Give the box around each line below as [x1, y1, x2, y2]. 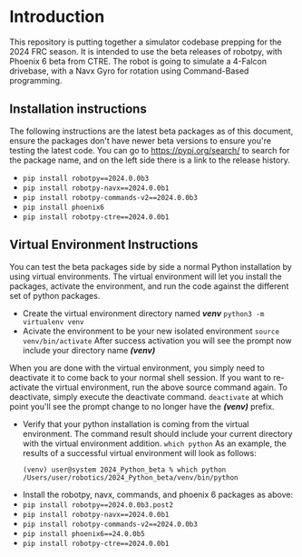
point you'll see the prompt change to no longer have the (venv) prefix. [9, 401, 275, 412]
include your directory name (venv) [22, 344, 156, 355]
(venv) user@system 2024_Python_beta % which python [22, 465, 227, 474]
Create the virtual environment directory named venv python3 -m [22, 307, 265, 319]
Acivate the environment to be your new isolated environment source [22, 325, 279, 336]
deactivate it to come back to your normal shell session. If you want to [9, 372, 272, 383]
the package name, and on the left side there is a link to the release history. [9, 154, 290, 165]
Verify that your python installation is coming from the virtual [22, 418, 249, 429]
